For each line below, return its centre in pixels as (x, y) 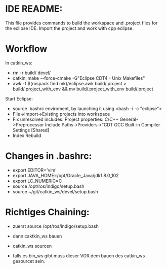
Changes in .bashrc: (49, 156)
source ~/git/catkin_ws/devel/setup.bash (55, 191)
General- (129, 119)
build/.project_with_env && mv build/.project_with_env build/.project (83, 89)
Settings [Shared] (31, 130)
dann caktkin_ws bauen (37, 236)
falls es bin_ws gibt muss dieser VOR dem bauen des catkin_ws (79, 256)
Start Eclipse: (19, 98)
